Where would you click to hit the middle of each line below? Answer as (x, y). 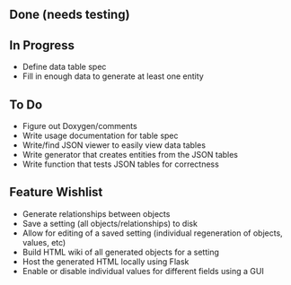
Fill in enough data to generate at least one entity (113, 76)
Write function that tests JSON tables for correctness (121, 164)
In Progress (42, 45)
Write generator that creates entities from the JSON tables (130, 155)
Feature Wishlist (56, 192)
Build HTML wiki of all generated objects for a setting (121, 252)
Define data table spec (64, 67)
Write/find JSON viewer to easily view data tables (114, 145)
